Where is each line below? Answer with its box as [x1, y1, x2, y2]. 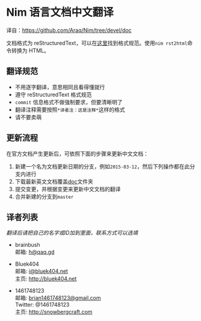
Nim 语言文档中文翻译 [6, 5, 114, 19]
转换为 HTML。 [11, 46, 49, 54]
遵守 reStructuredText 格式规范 [14, 91, 92, 98]
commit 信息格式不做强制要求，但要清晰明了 [14, 98, 123, 105]
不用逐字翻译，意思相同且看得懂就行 [14, 83, 105, 90]
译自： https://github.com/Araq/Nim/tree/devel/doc [6, 26, 132, 34]
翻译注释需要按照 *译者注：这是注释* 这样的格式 [14, 106, 125, 113]
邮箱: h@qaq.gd [14, 248, 55, 256]
